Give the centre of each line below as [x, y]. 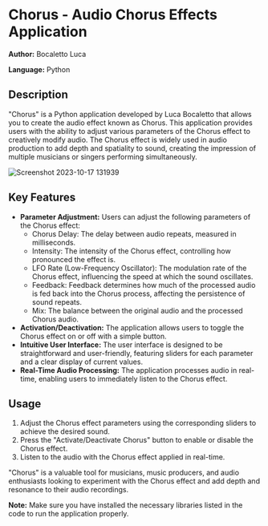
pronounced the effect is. [74, 259]
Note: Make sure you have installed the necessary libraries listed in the [126, 505]
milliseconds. [54, 242]
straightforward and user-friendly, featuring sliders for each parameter [136, 353]
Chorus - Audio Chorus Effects [113, 15]
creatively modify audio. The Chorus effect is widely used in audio [118, 140]
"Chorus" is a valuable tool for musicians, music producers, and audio [124, 473]
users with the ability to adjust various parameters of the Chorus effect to [130, 131]
